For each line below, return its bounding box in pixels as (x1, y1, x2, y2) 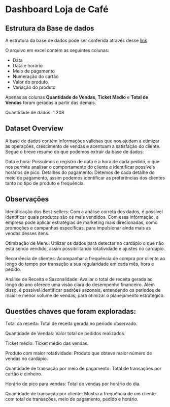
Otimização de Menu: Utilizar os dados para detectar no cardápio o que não (5, 240, 164, 246)
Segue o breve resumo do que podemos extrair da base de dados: (5, 148, 144, 155)
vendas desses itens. (5, 230, 50, 236)
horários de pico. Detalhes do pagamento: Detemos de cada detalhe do (5, 169, 155, 175)
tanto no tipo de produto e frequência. (5, 180, 85, 186)
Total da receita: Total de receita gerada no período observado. (5, 320, 138, 327)
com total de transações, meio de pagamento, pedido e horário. (5, 396, 139, 402)
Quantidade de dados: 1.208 (5, 110, 64, 115)
